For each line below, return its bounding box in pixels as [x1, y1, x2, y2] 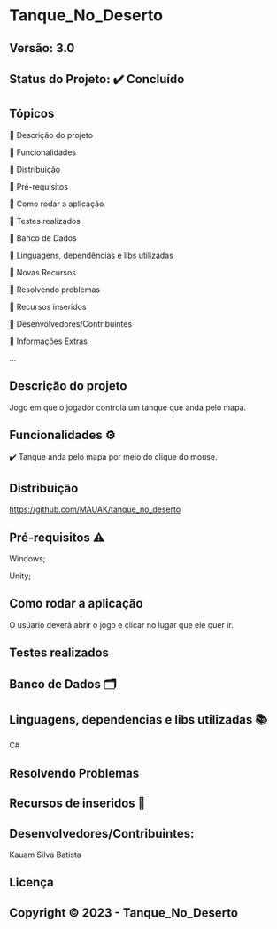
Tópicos [9, 106, 55, 121]
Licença [9, 875, 55, 890]
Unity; [9, 570, 32, 581]
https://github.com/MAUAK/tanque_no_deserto [9, 504, 181, 515]
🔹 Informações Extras [9, 336, 88, 346]
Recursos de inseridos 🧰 [9, 796, 146, 811]
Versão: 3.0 [9, 41, 75, 56]
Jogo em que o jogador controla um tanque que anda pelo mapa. [9, 402, 247, 413]
